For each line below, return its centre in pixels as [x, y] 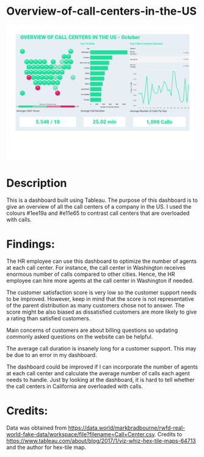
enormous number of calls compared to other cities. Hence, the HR [91, 274]
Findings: [31, 244]
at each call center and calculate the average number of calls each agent [98, 373]
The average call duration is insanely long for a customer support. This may [101, 348]
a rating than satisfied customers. [49, 318]
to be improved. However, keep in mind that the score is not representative [100, 299]
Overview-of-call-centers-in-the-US [101, 11]
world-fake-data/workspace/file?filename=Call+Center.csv [80, 434]
